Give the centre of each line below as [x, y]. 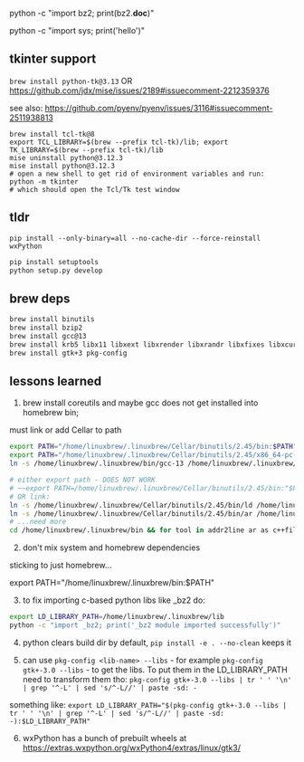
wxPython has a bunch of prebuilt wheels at [104, 738]
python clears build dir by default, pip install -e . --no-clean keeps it [157, 643]
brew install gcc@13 [48, 336]
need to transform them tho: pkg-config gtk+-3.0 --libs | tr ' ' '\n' [157, 679]
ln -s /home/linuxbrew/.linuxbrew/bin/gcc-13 [96, 464]
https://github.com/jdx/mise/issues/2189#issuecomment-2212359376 [139, 90]
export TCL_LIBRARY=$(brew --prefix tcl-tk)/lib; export [119, 142]
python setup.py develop [56, 271]
